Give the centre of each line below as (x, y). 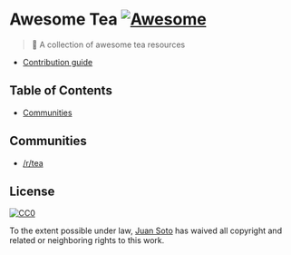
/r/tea (33, 162)
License (32, 191)
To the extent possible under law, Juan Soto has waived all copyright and (146, 230)
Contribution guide (58, 62)
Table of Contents (61, 91)
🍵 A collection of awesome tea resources (108, 44)
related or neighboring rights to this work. (87, 240)
